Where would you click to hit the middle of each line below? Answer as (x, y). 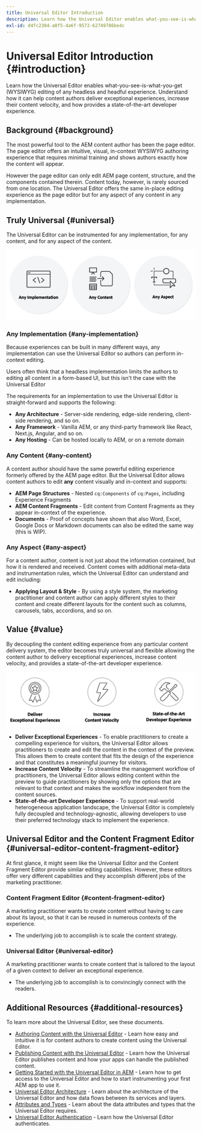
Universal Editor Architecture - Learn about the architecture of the (96, 1092)
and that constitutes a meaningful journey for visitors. (81, 762)
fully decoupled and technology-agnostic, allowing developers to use (101, 814)
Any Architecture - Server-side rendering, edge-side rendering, (94, 414)
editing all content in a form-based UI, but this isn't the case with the (91, 378)
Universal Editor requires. (46, 1111)
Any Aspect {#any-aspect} (47, 547)
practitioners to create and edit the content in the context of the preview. (105, 749)
